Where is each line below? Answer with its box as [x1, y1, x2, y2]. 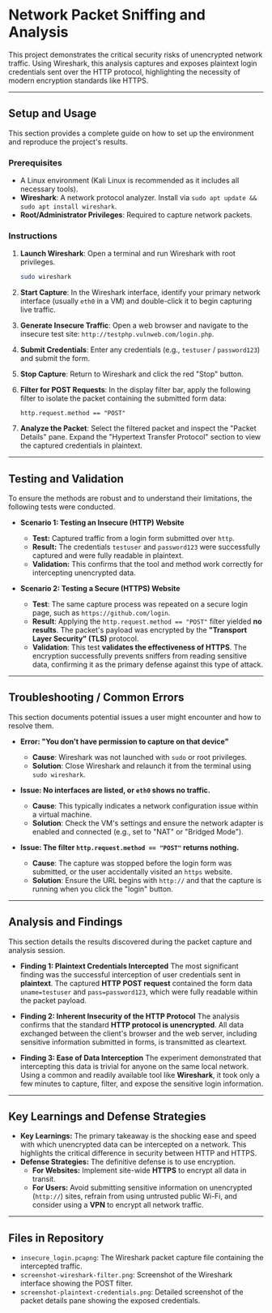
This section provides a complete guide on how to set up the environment [8, 128, 254, 138]
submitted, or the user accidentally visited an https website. [32, 866, 233, 877]
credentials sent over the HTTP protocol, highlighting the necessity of [8, 67, 240, 76]
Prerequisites [8, 157, 62, 168]
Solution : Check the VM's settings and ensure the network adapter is [32, 817, 264, 828]
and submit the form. [19, 354, 91, 363]
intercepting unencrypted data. [32, 568, 136, 577]
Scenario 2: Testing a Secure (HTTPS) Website [19, 584, 181, 594]
